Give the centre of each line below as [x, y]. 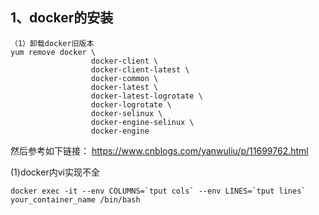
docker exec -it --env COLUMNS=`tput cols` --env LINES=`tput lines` [158, 191]
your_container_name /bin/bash [75, 199]
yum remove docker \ [53, 52]
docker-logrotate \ [131, 104]
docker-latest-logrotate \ [146, 96]
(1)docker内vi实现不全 [55, 172]
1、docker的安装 [62, 18]
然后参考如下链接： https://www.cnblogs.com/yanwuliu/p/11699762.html [159, 150]
